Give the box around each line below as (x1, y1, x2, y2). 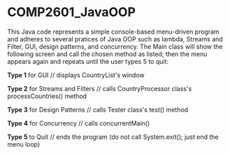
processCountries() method (7, 92, 87, 100)
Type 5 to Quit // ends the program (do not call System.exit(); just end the (7, 133, 219, 141)
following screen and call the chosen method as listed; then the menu (7, 50, 208, 58)
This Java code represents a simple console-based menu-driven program (7, 27, 220, 36)
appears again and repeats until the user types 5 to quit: (7, 57, 169, 65)
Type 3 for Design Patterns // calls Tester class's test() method (7, 105, 189, 114)
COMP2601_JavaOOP (7, 4, 136, 20)
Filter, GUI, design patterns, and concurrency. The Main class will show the (7, 42, 223, 50)
